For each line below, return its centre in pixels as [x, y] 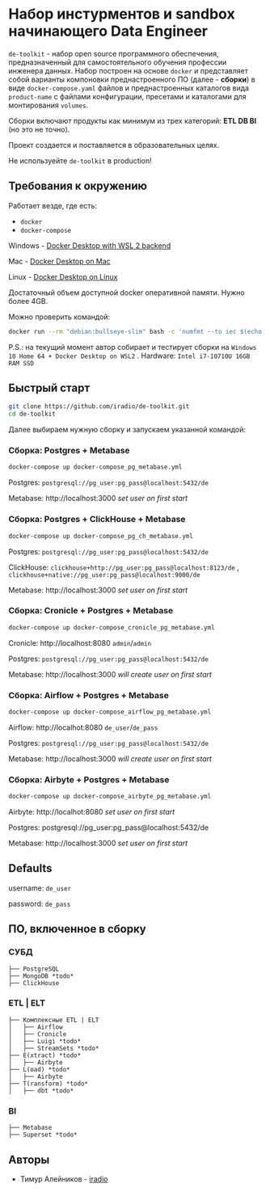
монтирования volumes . [49, 105]
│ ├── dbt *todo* [41, 1091]
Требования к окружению [78, 186]
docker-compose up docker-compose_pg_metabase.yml [95, 467]
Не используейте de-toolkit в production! [80, 160]
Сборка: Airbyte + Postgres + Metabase [89, 779]
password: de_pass [40, 903]
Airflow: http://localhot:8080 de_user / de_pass [83, 727]
